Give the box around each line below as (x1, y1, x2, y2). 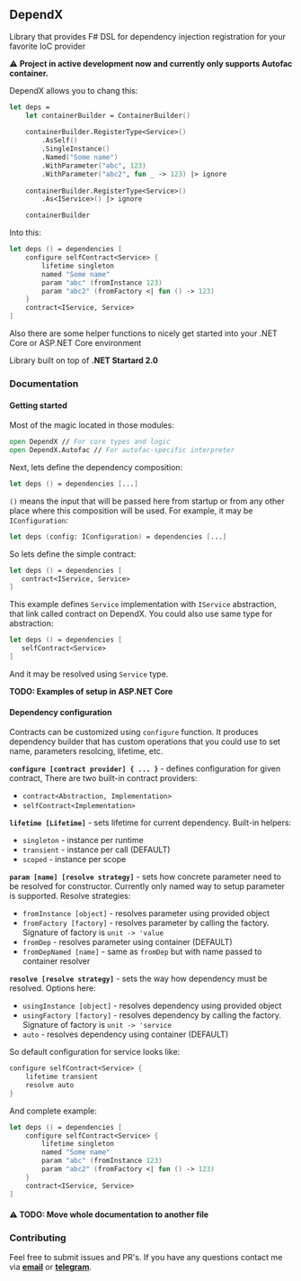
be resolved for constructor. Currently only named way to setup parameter (9, 881, 286, 892)
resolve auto (25, 1080, 75, 1089)
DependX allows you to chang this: (9, 85, 138, 95)
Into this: (9, 227, 42, 238)
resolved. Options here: (9, 983, 96, 994)
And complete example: (9, 1105, 97, 1116)
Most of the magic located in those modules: (9, 420, 175, 431)
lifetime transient (25, 1072, 99, 1082)
